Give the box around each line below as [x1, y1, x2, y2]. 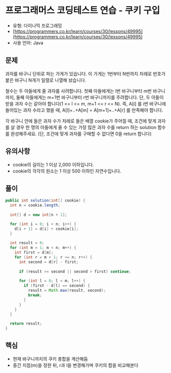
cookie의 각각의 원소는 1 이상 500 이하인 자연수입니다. [12, 168, 121, 174]
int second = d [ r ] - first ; [18, 259, 79, 264]
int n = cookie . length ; [10, 203, 60, 208]
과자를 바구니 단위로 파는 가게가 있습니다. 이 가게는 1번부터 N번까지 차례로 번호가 [5, 70, 166, 77]
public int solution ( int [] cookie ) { [5, 198, 86, 203]
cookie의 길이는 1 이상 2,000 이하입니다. [12, 161, 94, 167]
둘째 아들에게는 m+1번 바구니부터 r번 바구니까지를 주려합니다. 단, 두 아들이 [16, 94, 164, 100]
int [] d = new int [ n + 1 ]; [10, 212, 67, 217]
